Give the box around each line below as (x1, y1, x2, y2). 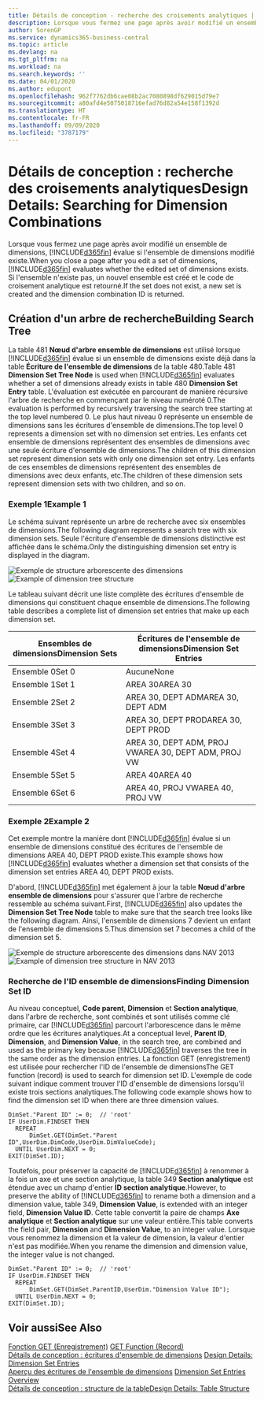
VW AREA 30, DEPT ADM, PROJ (125, 746, 242, 757)
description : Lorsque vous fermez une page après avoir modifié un (8, 19, 234, 27)
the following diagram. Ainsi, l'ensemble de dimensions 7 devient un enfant (8, 916, 251, 925)
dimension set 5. (8, 932, 62, 942)
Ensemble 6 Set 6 (12, 787, 76, 798)
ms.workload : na (8, 63, 61, 71)
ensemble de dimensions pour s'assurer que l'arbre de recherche (8, 890, 223, 900)
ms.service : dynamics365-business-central (8, 33, 149, 42)
